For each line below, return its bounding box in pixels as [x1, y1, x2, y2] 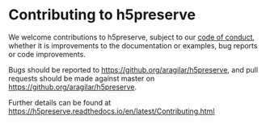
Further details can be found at [8, 97, 112, 107]
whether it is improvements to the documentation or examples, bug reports [8, 40, 258, 50]
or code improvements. [8, 49, 87, 59]
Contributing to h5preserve [8, 6, 196, 24]
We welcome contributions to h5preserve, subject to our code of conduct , [8, 32, 255, 42]
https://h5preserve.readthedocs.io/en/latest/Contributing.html [8, 106, 215, 116]
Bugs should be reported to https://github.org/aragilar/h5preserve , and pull [8, 64, 259, 74]
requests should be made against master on [8, 73, 155, 83]
